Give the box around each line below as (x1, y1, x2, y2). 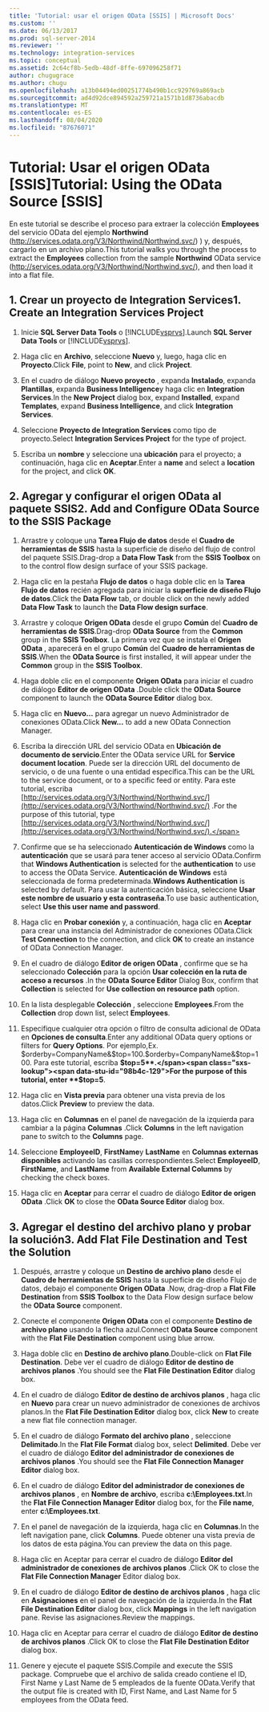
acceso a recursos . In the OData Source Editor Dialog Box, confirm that (20, 976, 259, 986)
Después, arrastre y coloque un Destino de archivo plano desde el (20, 1267, 242, 1276)
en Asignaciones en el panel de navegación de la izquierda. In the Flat (20, 1596, 253, 1605)
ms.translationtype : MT (9, 101, 89, 109)
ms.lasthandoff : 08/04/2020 (9, 116, 103, 124)
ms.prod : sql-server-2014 (9, 34, 95, 43)
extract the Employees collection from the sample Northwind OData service (9, 253, 261, 262)
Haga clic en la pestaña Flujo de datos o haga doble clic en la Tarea (20, 577, 246, 587)
